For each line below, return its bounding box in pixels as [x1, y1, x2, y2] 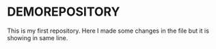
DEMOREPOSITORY [7, 4, 120, 20]
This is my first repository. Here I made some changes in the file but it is [7, 27, 210, 35]
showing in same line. [7, 33, 68, 42]
